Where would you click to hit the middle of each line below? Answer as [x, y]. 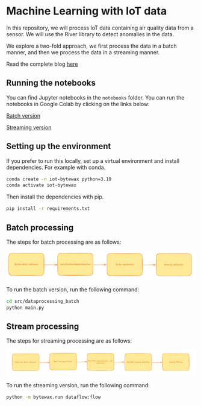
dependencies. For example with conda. [56, 167]
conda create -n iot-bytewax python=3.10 [59, 179]
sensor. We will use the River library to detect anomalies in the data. [90, 34]
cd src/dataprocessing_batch [43, 301]
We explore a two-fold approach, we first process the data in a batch [92, 46]
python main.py [25, 308]
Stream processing [43, 326]
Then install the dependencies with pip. [55, 197]
